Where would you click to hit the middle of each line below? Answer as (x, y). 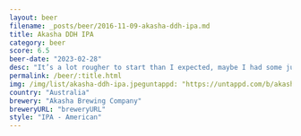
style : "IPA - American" (56, 117)
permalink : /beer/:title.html (66, 76)
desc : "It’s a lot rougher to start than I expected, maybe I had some (146, 68)
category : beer (38, 42)
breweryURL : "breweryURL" (57, 109)
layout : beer (34, 17)
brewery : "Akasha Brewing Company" (76, 101)
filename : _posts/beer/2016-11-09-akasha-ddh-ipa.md (110, 26)
